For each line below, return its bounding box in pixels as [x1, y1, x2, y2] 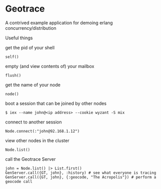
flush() [5, 73, 22, 78]
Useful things [5, 35, 33, 41]
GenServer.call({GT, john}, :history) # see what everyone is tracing [5, 170, 156, 175]
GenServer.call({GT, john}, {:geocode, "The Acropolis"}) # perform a [5, 174, 156, 179]
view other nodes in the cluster [5, 137, 69, 144]
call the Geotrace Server [5, 156, 56, 162]
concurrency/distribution [5, 25, 56, 31]
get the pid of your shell [5, 44, 55, 50]
